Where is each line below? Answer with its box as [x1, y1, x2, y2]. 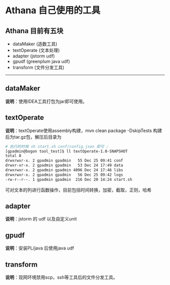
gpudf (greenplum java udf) [12, 58, 70, 64]
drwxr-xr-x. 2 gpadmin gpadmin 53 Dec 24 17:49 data [5, 163, 123, 168]
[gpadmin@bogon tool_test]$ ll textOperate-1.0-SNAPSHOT [5, 148, 128, 154]
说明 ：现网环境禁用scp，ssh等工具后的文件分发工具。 [5, 274, 118, 280]
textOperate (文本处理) [12, 47, 60, 53]
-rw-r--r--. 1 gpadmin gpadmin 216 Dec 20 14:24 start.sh [5, 177, 133, 182]
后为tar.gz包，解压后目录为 [5, 134, 62, 140]
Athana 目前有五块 [5, 26, 64, 35]
